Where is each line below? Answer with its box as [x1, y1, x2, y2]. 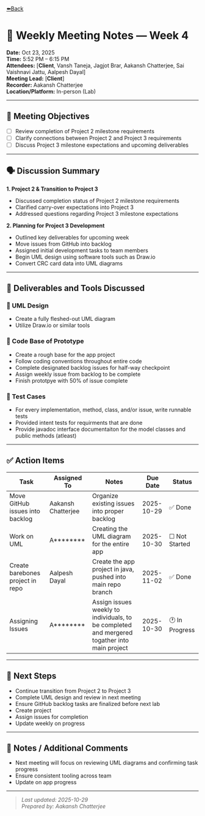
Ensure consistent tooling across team [15, 772, 112, 779]
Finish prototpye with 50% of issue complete [15, 377, 128, 384]
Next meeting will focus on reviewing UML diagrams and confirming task [15, 759, 198, 766]
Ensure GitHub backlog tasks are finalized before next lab [15, 700, 160, 707]
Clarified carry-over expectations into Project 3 [15, 204, 134, 211]
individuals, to [92, 613, 132, 622]
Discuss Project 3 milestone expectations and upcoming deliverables [15, 141, 189, 149]
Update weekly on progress [15, 719, 85, 727]
